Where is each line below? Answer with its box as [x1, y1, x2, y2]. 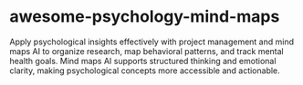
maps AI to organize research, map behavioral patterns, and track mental [9, 45, 285, 56]
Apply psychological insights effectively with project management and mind [9, 36, 295, 47]
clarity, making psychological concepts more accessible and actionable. [9, 65, 280, 76]
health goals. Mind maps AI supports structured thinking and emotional [9, 55, 277, 66]
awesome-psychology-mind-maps [9, 6, 280, 27]
